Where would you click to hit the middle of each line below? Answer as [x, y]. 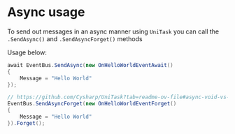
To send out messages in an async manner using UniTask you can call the [113, 31]
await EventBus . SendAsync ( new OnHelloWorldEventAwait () [90, 65]
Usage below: [27, 52]
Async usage [46, 12]
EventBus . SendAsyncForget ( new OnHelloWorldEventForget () [92, 104]
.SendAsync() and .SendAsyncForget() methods [75, 38]
